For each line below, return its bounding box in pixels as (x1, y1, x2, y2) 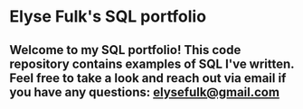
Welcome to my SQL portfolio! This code (9, 42, 241, 58)
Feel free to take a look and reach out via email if (9, 70, 287, 86)
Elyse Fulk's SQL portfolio (9, 6, 206, 27)
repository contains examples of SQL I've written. (9, 56, 295, 71)
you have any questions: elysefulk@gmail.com (9, 84, 280, 100)
